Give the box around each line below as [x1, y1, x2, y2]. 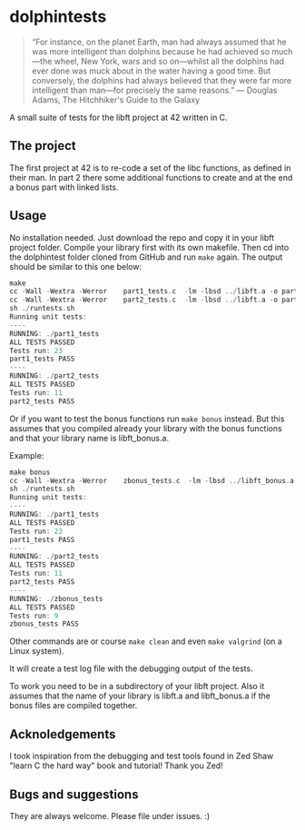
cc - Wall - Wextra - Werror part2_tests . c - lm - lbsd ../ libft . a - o [9, 295, 279, 305]
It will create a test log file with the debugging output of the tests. [9, 663, 253, 674]
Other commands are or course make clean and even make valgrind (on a [9, 636, 283, 647]
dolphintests [9, 6, 107, 27]
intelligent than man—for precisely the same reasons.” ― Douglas [31, 84, 278, 95]
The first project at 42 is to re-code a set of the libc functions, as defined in [9, 162, 291, 173]
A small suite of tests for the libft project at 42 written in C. [9, 112, 229, 123]
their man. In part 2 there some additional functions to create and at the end [9, 172, 293, 183]
